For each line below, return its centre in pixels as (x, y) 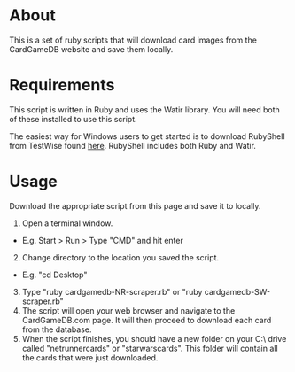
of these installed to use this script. (73, 119)
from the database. (57, 329)
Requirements (62, 85)
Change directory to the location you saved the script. (120, 257)
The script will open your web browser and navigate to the (128, 310)
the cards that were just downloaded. (90, 357)
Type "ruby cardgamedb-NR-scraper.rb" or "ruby (112, 291)
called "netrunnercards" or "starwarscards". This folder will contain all (150, 348)
